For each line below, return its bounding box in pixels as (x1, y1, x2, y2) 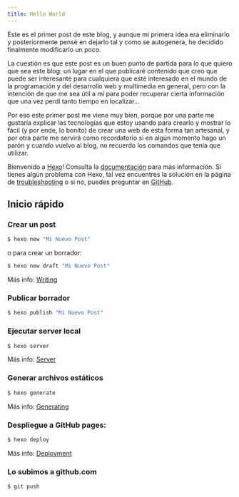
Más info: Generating (7, 402, 69, 411)
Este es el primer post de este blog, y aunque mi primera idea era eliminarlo (7, 30, 230, 39)
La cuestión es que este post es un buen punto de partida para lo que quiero (7, 58, 233, 68)
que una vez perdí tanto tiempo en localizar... (7, 97, 141, 106)
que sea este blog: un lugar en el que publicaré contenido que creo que (7, 66, 218, 75)
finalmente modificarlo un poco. (7, 45, 101, 53)
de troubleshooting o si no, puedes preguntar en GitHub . (7, 178, 173, 186)
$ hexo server (7, 342, 50, 349)
